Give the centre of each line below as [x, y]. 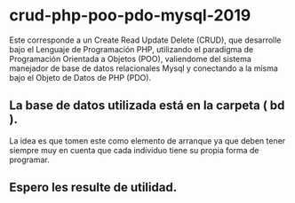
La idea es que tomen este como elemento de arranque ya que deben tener [147, 141]
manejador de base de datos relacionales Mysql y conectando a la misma [144, 68]
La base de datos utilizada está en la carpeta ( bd [147, 106]
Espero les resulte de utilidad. [93, 187]
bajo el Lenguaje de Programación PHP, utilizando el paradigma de [132, 49]
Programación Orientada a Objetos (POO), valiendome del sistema [130, 59]
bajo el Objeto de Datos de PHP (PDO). [80, 77]
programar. [30, 160]
